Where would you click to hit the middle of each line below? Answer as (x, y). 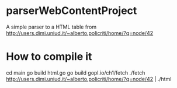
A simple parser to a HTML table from (51, 27)
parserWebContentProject (72, 11)
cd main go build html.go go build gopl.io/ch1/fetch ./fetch (76, 73)
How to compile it (49, 57)
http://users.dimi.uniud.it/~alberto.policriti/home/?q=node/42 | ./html (89, 79)
